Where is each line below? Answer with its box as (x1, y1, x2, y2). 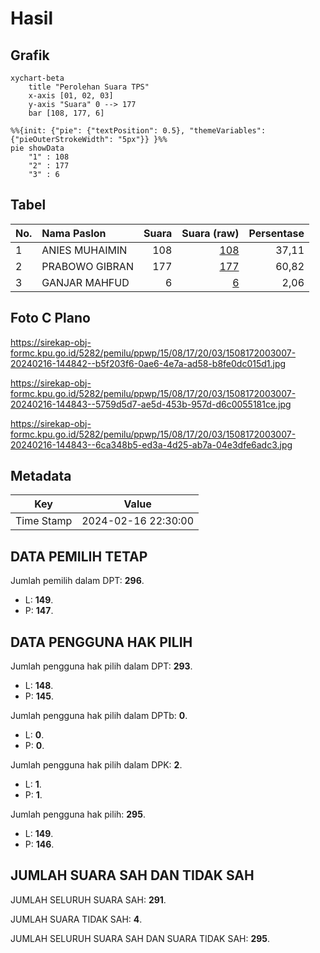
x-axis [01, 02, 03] (28, 91, 114, 101)
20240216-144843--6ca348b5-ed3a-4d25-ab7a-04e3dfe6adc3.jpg (10, 438, 293, 451)
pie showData (10, 143, 65, 153)
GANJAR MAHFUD (41, 275, 130, 289)
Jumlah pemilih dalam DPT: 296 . (10, 575, 145, 587)
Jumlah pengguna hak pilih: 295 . (10, 808, 146, 821)
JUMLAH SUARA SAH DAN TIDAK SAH (10, 867, 255, 884)
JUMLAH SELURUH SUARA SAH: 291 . (10, 893, 167, 906)
